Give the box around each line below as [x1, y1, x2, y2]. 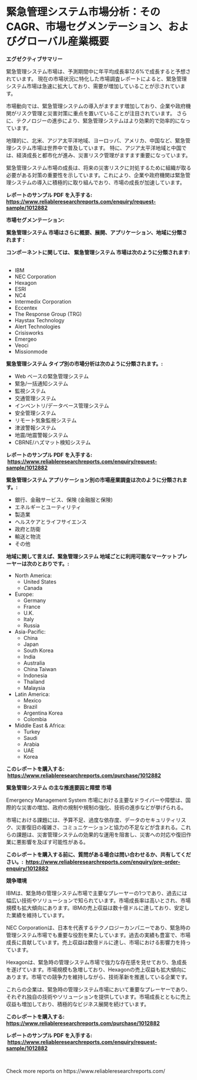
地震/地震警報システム [14, 431, 69, 438]
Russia [23, 622, 40, 629]
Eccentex [14, 304, 38, 311]
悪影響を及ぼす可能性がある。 [16, 838, 89, 845]
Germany [23, 596, 46, 604]
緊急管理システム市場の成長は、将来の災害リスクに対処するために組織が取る [6, 164, 192, 171]
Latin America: [14, 691, 50, 698]
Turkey [23, 728, 41, 735]
